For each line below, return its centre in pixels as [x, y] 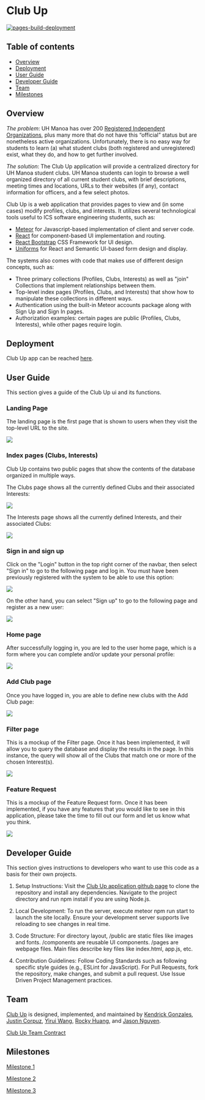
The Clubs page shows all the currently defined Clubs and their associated [100, 487]
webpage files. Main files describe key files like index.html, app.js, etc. [104, 949]
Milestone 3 [21, 1090]
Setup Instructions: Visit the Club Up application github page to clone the [107, 886]
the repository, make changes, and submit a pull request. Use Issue [100, 974]
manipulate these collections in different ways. [74, 298]
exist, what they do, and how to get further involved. [72, 154]
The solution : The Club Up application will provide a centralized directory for [102, 166]
